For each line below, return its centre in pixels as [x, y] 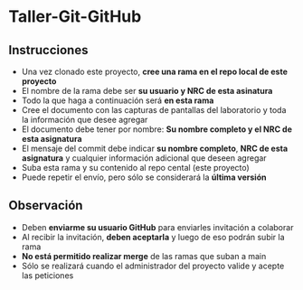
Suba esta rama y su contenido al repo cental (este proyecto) [135, 168]
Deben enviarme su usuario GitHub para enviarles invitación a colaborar [157, 227]
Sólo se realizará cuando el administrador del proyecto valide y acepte [153, 266]
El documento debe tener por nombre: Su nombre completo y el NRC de [157, 129]
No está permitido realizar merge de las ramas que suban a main [144, 256]
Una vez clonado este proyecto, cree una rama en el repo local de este [155, 71]
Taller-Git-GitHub [75, 17]
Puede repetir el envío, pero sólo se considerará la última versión [144, 177]
